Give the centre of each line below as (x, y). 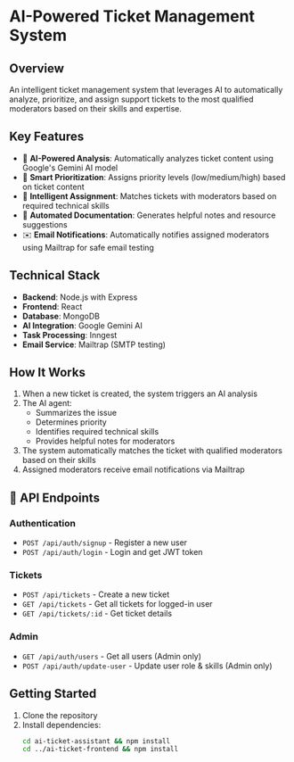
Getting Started (53, 694)
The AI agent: (47, 403)
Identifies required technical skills (97, 432)
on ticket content (53, 186)
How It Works (48, 373)
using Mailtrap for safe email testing (88, 247)
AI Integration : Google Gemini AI (82, 325)
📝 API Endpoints (55, 497)
